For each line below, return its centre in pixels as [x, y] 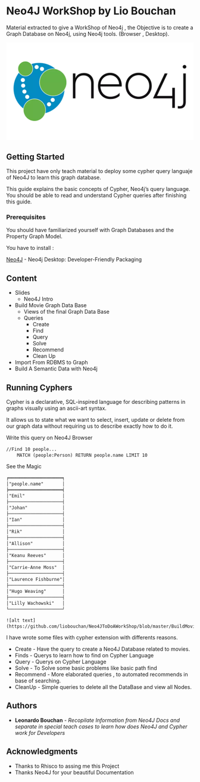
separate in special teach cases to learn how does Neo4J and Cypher [101, 727]
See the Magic [24, 466]
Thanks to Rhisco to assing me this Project [67, 766]
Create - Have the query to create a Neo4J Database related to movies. [102, 649]
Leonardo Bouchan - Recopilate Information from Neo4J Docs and [97, 720]
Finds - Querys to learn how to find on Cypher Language [84, 655]
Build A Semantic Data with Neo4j [56, 369]
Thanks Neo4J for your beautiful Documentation [74, 772]
